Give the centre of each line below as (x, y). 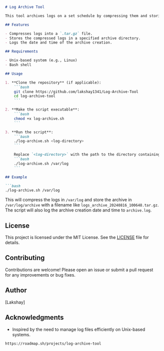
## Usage (14, 73)
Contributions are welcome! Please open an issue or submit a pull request (79, 270)
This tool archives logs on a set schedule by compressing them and (76, 16)
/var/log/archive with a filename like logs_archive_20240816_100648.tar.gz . (82, 205)
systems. (21, 334)
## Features (17, 24)
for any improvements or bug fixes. (40, 275)
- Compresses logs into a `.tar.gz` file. (49, 34)
